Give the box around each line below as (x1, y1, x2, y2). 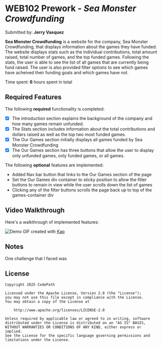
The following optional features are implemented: (5, 162, 104, 168)
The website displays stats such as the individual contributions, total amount (5, 49, 157, 55)
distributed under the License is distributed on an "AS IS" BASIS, (5, 321, 146, 326)
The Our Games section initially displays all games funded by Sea (12, 136, 143, 142)
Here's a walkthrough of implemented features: (5, 219, 99, 225)
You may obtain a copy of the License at (5, 299, 90, 304)
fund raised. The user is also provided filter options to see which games (5, 64, 148, 70)
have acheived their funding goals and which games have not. (5, 69, 129, 75)
